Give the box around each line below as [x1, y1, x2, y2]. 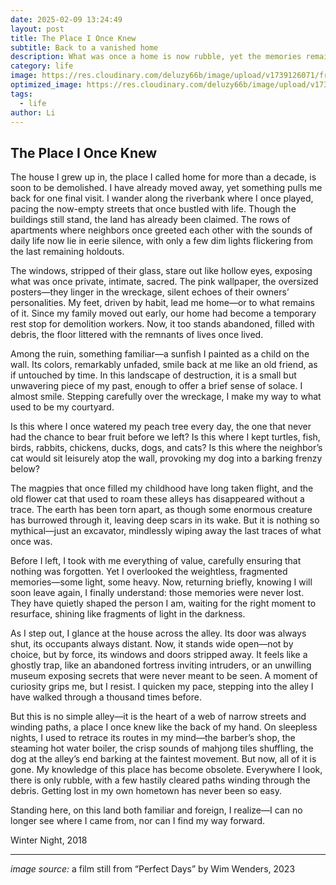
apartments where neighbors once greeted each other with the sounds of [10, 224, 313, 236]
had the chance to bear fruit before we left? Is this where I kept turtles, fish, [10, 431, 321, 443]
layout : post [10, 24, 65, 34]
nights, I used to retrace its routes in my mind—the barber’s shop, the [10, 732, 296, 744]
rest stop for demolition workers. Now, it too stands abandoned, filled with [10, 318, 315, 330]
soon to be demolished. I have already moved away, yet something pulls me [10, 182, 323, 194]
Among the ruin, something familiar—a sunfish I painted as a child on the [10, 348, 310, 360]
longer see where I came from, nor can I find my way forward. [10, 815, 266, 827]
